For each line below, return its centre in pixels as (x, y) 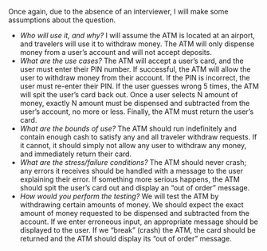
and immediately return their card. (76, 154)
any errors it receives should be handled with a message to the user (131, 171)
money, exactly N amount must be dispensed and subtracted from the (135, 103)
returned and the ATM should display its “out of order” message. (126, 239)
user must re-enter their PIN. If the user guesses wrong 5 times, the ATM (139, 86)
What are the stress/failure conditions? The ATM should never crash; (133, 162)
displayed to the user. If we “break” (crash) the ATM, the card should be (138, 230)
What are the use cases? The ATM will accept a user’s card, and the (132, 61)
